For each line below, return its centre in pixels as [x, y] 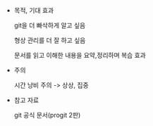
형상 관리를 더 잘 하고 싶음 [50, 40]
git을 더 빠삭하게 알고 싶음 [50, 25]
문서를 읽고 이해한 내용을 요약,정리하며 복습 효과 [80, 55]
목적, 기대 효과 [34, 10]
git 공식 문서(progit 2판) [47, 115]
